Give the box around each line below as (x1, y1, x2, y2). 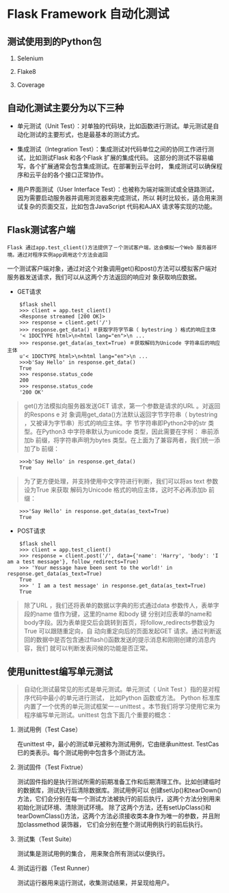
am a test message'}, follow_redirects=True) (7, 558, 139, 565)
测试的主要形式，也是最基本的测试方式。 (29, 130, 144, 138)
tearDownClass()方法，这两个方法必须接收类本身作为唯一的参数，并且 (16, 812, 215, 820)
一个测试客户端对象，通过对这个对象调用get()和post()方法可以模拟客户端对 (7, 264, 217, 273)
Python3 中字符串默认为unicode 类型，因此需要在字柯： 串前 (42, 427, 213, 436)
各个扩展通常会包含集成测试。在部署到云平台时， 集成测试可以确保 (29, 162, 217, 170)
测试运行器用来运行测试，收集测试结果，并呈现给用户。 (16, 879, 173, 887)
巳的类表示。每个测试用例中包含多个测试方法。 (16, 749, 149, 757)
